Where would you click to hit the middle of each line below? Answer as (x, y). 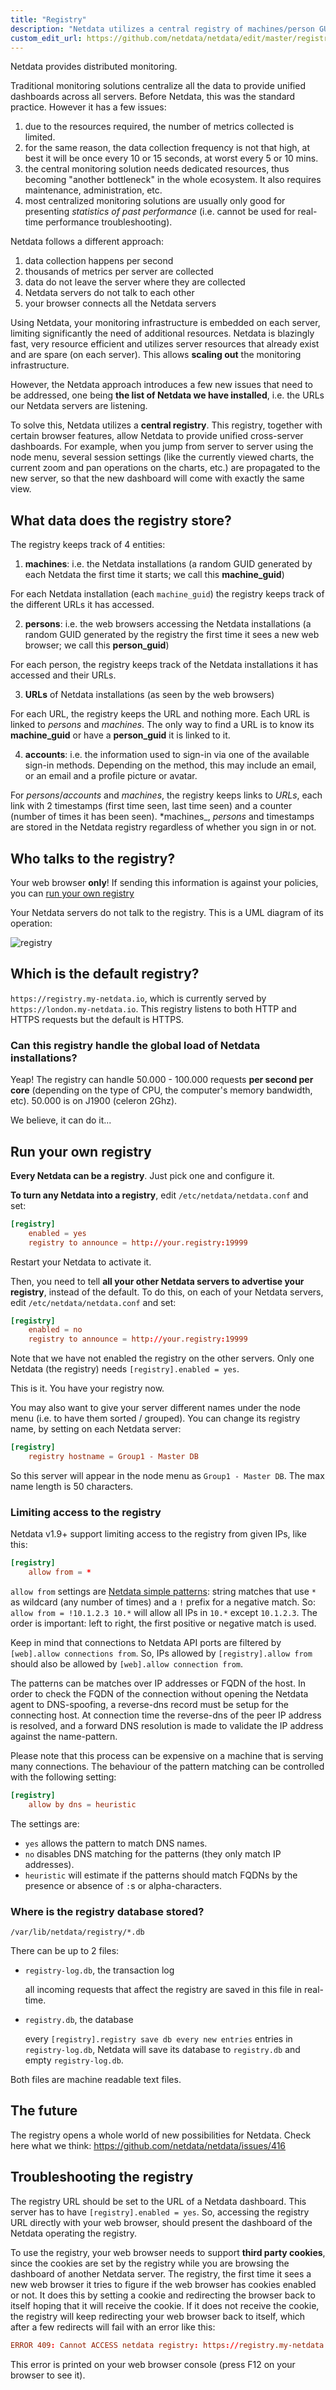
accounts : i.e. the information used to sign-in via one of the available (167, 755)
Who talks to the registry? (93, 858)
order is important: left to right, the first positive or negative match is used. (163, 1623)
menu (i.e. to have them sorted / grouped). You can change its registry (155, 1418)
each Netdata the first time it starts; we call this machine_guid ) (154, 575)
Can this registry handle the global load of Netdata (135, 1045)
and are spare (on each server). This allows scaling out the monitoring (156, 355)
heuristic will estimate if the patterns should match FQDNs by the (161, 1875)
